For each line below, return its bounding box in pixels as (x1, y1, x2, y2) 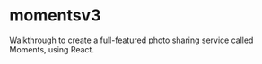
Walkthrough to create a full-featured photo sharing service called (9, 35, 254, 45)
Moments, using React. (9, 44, 94, 54)
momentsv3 (9, 5, 101, 26)
